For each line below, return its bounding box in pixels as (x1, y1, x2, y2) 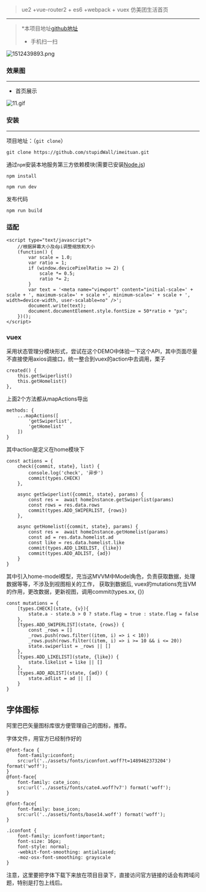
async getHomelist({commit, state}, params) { (17, 524, 139, 530)
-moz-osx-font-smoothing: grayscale (17, 855, 112, 861)
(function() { (17, 248, 53, 255)
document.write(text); (28, 302, 86, 309)
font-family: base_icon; (17, 806, 81, 812)
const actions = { (6, 458, 53, 464)
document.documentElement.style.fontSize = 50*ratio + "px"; (28, 308, 188, 314)
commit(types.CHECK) (28, 475, 81, 482)
